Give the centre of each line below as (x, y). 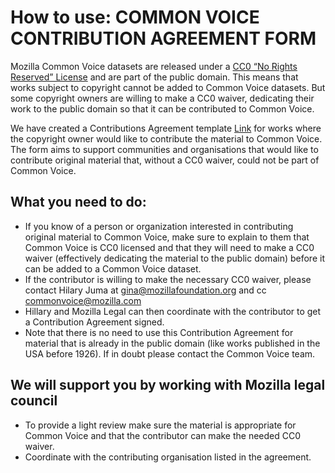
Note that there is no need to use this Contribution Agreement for (159, 332)
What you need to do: (78, 202)
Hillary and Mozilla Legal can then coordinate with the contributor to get (173, 311)
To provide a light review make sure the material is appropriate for (160, 425)
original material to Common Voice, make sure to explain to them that (167, 237)
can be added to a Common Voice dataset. (113, 268)
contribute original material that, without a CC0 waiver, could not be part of (165, 160)
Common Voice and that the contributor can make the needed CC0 (163, 435)
